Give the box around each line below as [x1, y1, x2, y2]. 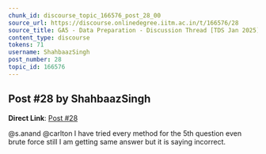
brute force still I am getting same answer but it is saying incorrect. [8, 137, 226, 146]
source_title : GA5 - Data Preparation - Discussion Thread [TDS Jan [8, 26, 239, 34]
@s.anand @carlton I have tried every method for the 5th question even [8, 128, 242, 138]
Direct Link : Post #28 [8, 113, 78, 122]
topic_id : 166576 [8, 63, 66, 71]
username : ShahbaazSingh [8, 48, 90, 56]
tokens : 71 [8, 41, 44, 49]
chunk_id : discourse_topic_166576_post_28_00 [8, 11, 161, 20]
